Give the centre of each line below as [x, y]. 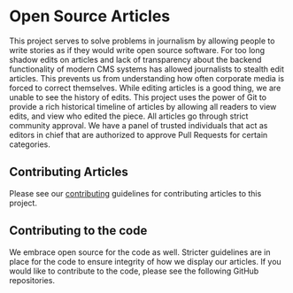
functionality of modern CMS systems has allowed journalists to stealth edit [147, 69]
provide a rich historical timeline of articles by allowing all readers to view [143, 106]
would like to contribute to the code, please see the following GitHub [134, 271]
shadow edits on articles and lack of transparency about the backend [135, 59]
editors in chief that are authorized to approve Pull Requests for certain [139, 135]
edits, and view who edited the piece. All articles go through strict [129, 116]
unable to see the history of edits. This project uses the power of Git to [138, 97]
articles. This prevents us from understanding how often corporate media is [147, 78]
